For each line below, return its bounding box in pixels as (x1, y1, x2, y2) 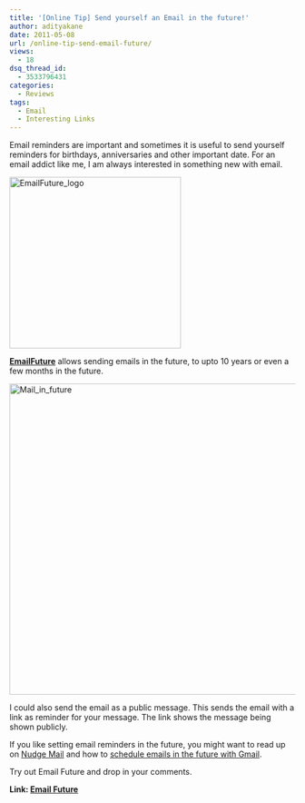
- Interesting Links (17, 114, 95, 124)
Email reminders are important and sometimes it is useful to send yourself (9, 140, 285, 151)
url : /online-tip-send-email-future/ (9, 38, 152, 48)
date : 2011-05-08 (9, 30, 75, 39)
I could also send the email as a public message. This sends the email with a (9, 702, 295, 713)
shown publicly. (9, 721, 68, 732)
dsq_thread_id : (9, 64, 67, 74)
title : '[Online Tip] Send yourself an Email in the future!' (9, 13, 250, 23)
